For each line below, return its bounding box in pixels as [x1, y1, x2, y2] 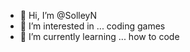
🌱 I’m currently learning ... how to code [19, 31, 180, 42]
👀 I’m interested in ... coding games [19, 20, 166, 32]
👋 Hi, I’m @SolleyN [19, 10, 98, 21]
